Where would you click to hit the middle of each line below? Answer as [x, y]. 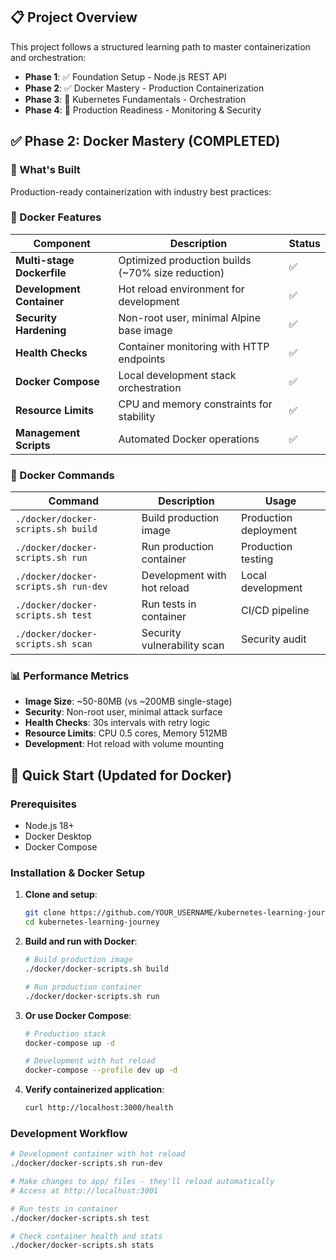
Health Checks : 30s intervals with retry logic [117, 723]
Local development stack [177, 375]
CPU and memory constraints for [195, 404]
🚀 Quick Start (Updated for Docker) [121, 775]
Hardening [41, 330]
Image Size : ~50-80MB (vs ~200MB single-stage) [128, 701]
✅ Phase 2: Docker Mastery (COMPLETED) [145, 141]
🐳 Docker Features [56, 217]
